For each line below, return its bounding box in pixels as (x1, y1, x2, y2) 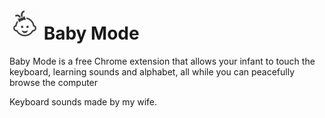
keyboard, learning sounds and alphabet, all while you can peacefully (9, 65, 296, 78)
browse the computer (9, 76, 99, 88)
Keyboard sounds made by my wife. (9, 95, 158, 108)
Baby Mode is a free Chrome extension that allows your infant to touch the (9, 55, 316, 67)
